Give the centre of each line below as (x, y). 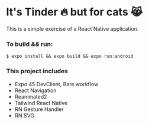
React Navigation (35, 90)
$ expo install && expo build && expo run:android (70, 56)
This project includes (37, 71)
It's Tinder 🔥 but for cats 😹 (74, 12)
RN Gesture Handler (39, 109)
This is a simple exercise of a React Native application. (72, 28)
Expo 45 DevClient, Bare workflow (56, 84)
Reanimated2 (31, 96)
